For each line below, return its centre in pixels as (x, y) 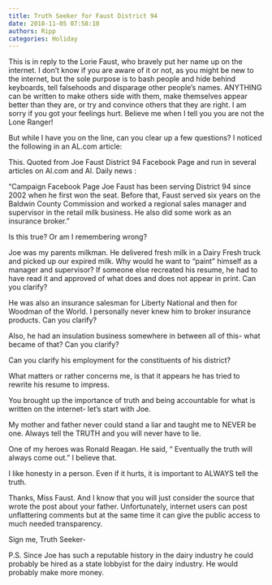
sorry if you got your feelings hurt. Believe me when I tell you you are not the (136, 114)
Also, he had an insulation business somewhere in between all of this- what (134, 336)
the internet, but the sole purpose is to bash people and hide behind (122, 79)
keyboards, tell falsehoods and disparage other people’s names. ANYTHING (135, 88)
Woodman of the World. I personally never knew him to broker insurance (130, 312)
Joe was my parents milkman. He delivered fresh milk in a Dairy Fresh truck (135, 253)
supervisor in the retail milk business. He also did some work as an (120, 213)
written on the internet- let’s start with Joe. (80, 409)
